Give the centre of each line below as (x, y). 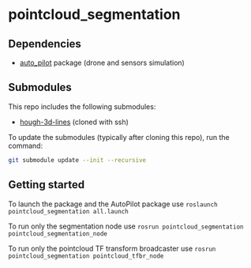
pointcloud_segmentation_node (58, 234)
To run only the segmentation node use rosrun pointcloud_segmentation (126, 226)
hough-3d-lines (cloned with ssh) (74, 122)
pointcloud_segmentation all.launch (68, 211)
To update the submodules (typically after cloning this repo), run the (119, 137)
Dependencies (45, 44)
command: (26, 145)
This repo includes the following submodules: (82, 106)
